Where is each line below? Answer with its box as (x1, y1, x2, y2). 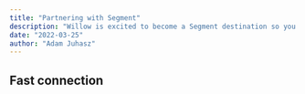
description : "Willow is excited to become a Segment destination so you (9, 22, 297, 31)
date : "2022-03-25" (9, 30, 84, 39)
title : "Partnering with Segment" (9, 13, 142, 23)
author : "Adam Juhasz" (9, 38, 96, 48)
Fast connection (9, 72, 104, 88)
